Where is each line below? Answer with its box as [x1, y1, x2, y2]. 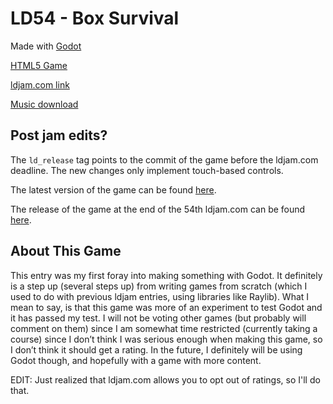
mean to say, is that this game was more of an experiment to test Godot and [10, 301, 323, 313]
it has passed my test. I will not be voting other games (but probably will [10, 312, 307, 324]
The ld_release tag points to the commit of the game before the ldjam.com [10, 153, 319, 166]
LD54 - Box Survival [10, 7, 180, 30]
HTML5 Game [10, 59, 68, 71]
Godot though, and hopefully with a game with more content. [10, 354, 262, 366]
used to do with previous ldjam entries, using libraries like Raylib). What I [10, 290, 310, 302]
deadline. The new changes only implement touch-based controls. [10, 164, 284, 176]
